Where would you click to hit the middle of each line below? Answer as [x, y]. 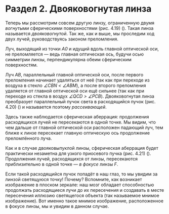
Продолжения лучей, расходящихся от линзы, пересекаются [72, 159]
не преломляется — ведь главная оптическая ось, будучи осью [75, 54]
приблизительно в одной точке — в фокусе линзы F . [62, 164]
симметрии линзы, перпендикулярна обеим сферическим [68, 59]
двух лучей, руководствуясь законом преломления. [62, 39]
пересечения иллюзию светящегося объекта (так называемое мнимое [82, 195]
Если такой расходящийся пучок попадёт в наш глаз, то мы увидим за [81, 174]
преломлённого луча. [29, 138]
